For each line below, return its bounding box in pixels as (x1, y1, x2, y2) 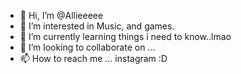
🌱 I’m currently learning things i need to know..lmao (19, 31, 232, 42)
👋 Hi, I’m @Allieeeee (19, 10, 104, 21)
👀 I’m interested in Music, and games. (19, 20, 175, 32)
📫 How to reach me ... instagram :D (19, 53, 168, 64)
